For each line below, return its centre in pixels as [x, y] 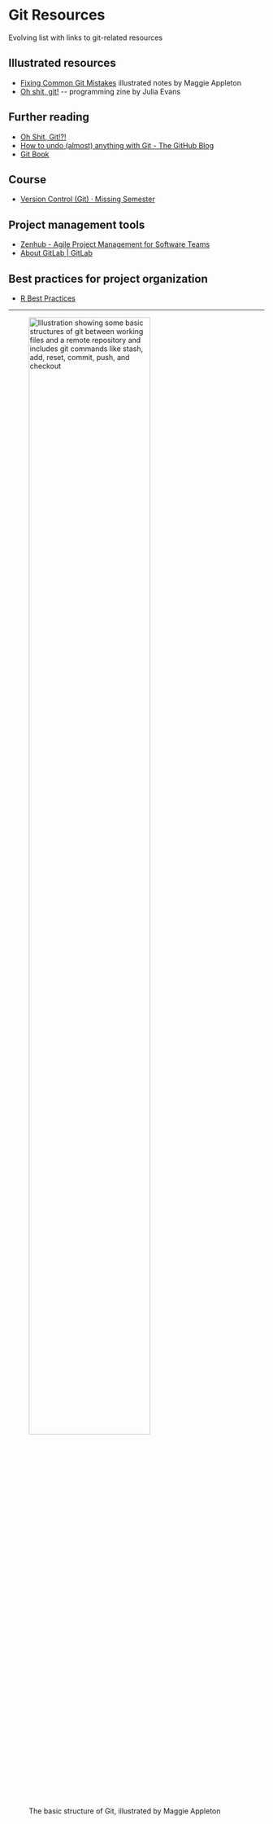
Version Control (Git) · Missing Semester [88, 199]
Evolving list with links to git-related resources [86, 37]
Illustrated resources [62, 63]
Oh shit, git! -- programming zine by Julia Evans [100, 91]
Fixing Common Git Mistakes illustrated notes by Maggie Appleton [131, 82]
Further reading [49, 117]
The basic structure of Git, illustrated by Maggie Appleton [125, 1811]
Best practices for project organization [108, 279]
